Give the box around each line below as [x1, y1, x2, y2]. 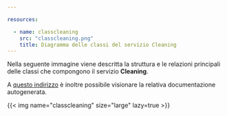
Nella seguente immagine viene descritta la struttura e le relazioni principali [7, 60, 221, 69]
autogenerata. [7, 88, 47, 96]
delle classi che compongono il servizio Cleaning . [7, 67, 149, 76]
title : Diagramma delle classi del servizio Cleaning [19, 41, 177, 48]
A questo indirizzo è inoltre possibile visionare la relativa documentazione [7, 80, 216, 89]
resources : [7, 16, 39, 23]
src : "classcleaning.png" [19, 35, 94, 42]
